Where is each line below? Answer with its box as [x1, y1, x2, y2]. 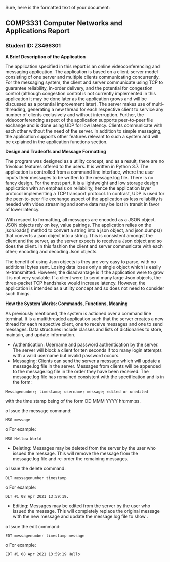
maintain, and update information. [5, 331, 76, 338]
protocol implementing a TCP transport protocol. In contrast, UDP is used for [5, 190, 165, 196]
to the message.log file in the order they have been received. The [12, 368, 149, 374]
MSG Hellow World [5, 436, 42, 441]
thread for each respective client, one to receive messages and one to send [5, 321, 163, 327]
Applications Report [5, 27, 70, 35]
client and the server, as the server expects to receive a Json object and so [5, 238, 162, 244]
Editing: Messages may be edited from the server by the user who [12, 503, 151, 509]
